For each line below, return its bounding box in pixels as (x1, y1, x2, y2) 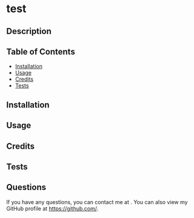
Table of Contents (6, 46, 76, 56)
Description (6, 26, 52, 36)
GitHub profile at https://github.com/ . (6, 205, 99, 212)
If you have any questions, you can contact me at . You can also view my (6, 198, 188, 205)
